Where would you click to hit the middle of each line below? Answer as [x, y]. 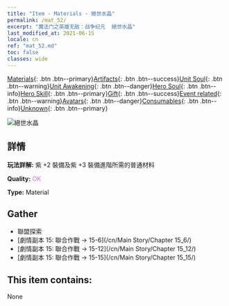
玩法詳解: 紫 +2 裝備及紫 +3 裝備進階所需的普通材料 [81, 165]
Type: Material [28, 192]
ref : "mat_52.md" [32, 46]
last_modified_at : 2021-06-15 [51, 33]
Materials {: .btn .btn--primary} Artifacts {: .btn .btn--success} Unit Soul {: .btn [115, 79]
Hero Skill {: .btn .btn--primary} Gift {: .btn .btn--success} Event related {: [121, 93]
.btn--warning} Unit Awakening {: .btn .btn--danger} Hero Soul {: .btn [103, 86]
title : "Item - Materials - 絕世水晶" [61, 14]
